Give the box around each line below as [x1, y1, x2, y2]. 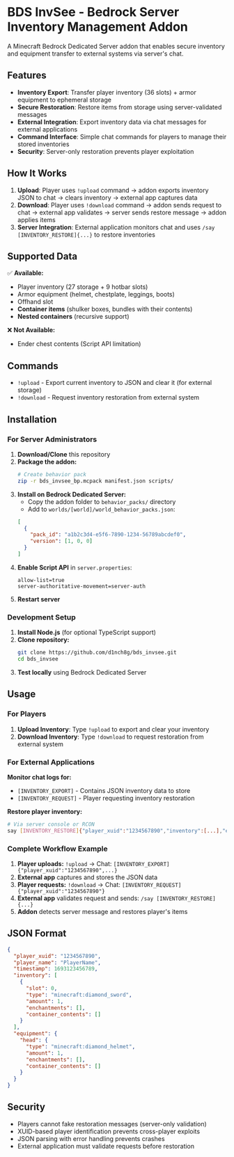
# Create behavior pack [17, 471, 87, 478]
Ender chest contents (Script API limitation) [17, 340, 141, 348]
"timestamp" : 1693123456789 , [13, 966, 98, 973]
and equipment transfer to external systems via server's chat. [7, 49, 184, 58]
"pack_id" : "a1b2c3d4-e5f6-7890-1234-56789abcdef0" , [30, 531, 187, 538]
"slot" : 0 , [25, 985, 58, 992]
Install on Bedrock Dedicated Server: [17, 490, 127, 498]
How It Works [7, 168, 68, 180]
